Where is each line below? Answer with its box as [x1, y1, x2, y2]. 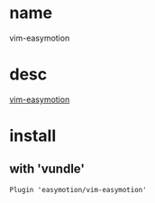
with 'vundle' [9, 161, 86, 177]
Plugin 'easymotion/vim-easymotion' [9, 185, 147, 194]
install [9, 125, 57, 146]
